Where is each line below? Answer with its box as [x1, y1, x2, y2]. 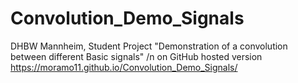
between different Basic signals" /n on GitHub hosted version [10, 50, 263, 62]
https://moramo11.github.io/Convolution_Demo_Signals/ [10, 61, 238, 73]
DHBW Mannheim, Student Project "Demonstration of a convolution [10, 40, 288, 52]
